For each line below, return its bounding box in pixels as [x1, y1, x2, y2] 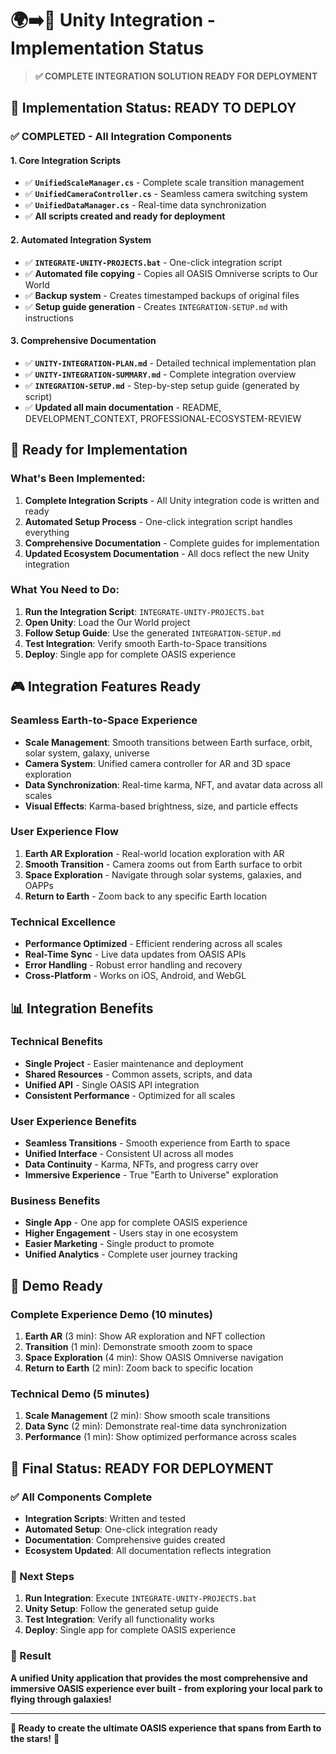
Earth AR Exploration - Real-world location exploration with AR [24, 847, 285, 859]
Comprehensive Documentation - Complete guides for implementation [24, 537, 320, 549]
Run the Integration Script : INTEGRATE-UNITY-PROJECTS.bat [24, 605, 265, 617]
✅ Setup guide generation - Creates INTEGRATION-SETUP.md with [24, 300, 288, 312]
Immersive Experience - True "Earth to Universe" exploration [24, 1169, 279, 1181]
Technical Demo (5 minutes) [10, 1387, 150, 1401]
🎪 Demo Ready [10, 1277, 103, 1294]
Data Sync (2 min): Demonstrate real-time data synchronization [24, 1420, 287, 1432]
